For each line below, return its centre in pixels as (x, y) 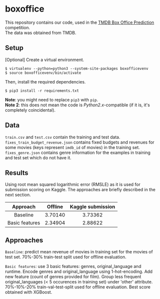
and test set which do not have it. (38, 158)
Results (17, 173)
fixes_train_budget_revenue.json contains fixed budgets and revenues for (80, 142)
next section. (18, 195)
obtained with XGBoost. (29, 292)
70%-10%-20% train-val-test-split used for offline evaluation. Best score (78, 287)
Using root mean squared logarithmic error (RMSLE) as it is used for (73, 184)
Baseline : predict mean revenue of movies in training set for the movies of (79, 252)
